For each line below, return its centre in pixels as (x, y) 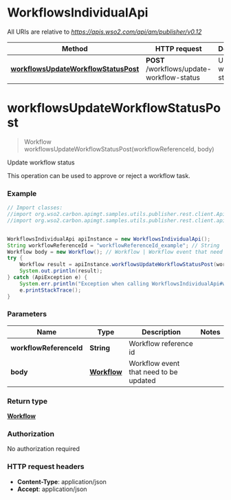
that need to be (153, 371)
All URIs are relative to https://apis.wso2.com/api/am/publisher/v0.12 (104, 32)
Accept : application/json (52, 489)
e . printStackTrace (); (50, 290)
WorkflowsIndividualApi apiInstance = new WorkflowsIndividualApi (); (109, 239)
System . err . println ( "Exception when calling (84, 283)
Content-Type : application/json (62, 481)
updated (142, 380)
